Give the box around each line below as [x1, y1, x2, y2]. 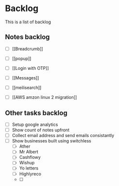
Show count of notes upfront [12, 127, 70, 133]
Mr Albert [19, 149, 39, 155]
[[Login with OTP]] [12, 65, 49, 71]
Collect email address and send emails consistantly [12, 133, 115, 139]
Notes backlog [5, 33, 50, 41]
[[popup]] [12, 55, 31, 61]
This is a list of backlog [5, 19, 51, 25]
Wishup [19, 160, 35, 166]
